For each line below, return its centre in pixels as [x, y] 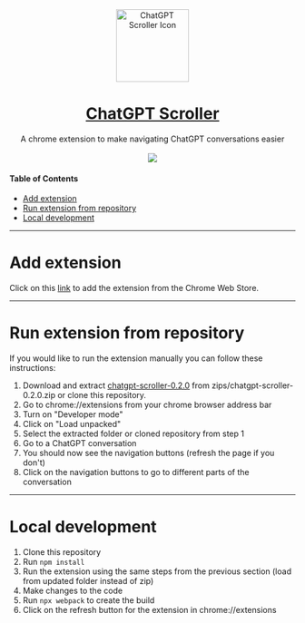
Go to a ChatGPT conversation [79, 443]
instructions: [33, 368]
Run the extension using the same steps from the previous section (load [157, 571]
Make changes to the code [73, 590]
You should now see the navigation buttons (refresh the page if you [148, 453]
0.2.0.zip [39, 395]
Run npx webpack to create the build [89, 600]
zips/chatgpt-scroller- [252, 385]
